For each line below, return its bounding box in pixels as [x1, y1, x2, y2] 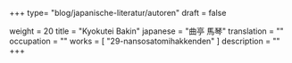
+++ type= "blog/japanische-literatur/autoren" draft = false [9, 8, 227, 18]
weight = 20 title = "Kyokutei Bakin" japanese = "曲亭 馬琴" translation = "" [9, 26, 284, 36]
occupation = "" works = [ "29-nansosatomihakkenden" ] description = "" [9, 35, 280, 46]
